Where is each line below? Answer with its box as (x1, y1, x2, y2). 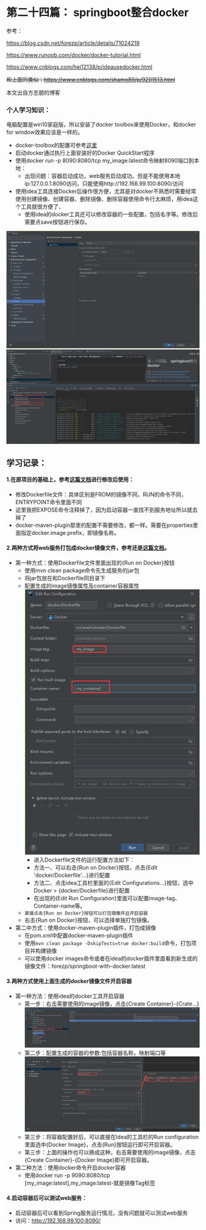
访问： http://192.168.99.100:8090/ (15, 1216, 101, 1224)
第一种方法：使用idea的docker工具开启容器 (15, 992, 124, 1000)
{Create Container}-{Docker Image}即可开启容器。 (24, 1156, 153, 1164)
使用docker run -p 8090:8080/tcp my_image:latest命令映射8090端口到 (15, 157, 194, 165)
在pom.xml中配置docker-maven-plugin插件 (24, 932, 134, 939)
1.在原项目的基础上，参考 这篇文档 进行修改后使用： (6, 476, 134, 483)
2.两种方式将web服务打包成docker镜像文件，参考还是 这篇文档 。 (6, 544, 170, 551)
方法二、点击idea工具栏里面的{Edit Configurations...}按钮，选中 (33, 879, 194, 886)
